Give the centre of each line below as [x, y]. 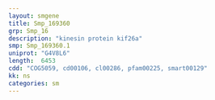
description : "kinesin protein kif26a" [76, 38]
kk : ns [19, 76]
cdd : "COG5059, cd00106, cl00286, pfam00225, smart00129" [108, 69]
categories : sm [34, 83]
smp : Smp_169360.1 [39, 46]
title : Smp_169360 [39, 23]
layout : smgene [34, 16]
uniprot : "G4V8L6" [39, 53]
